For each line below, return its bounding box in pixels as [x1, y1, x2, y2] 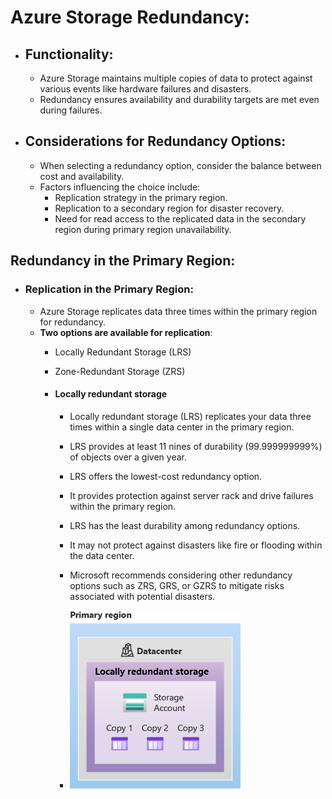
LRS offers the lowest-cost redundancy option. [69, 470, 263, 482]
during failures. [39, 104, 103, 116]
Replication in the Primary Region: [24, 282, 194, 296]
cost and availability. [39, 170, 125, 182]
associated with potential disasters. [69, 590, 216, 602]
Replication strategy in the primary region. [54, 191, 228, 203]
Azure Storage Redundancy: [10, 6, 250, 29]
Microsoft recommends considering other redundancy [69, 569, 293, 581]
